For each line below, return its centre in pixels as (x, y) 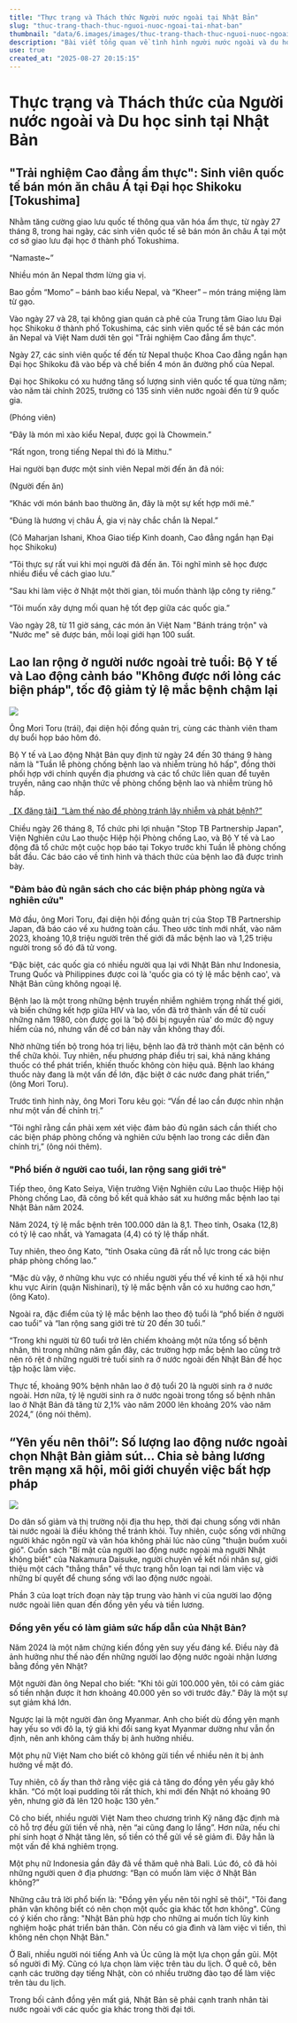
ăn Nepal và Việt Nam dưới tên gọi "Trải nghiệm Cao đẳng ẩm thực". (133, 337)
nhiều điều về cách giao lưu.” (62, 574)
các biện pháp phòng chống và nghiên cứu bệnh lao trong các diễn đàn (139, 1137)
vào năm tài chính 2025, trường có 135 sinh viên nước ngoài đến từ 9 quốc (145, 391)
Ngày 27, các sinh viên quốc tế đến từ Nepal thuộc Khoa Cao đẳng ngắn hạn (148, 355)
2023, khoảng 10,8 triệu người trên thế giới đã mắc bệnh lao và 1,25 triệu (141, 938)
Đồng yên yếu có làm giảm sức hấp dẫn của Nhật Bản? (128, 1628)
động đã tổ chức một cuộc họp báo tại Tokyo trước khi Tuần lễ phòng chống (148, 847)
